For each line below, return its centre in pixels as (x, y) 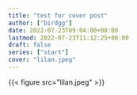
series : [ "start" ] (38, 52)
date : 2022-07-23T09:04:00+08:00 (63, 30)
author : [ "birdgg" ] (40, 23)
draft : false (30, 45)
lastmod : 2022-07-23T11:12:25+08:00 (68, 38)
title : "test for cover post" (58, 15)
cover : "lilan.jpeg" (42, 60)
